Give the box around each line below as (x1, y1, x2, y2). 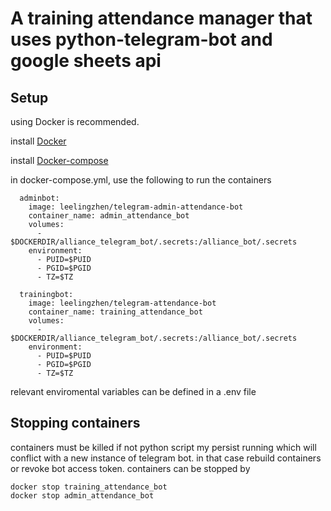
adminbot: (19, 193, 60, 203)
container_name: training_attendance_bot (28, 307, 203, 317)
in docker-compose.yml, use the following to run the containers (10, 174, 272, 186)
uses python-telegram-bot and (10, 28, 273, 51)
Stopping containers (10, 415, 141, 432)
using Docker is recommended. (10, 116, 140, 127)
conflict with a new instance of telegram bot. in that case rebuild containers (10, 452, 322, 464)
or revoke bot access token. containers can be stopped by (10, 462, 251, 474)
